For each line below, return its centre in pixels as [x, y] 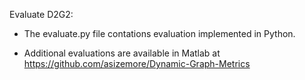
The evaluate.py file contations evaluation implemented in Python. [159, 33]
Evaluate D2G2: [41, 14]
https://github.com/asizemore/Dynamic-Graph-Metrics [137, 63]
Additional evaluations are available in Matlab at [122, 53]
